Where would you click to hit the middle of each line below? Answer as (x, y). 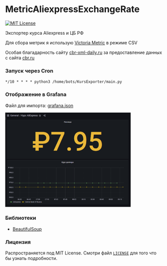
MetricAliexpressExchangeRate (72, 9)
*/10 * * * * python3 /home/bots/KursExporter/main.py (64, 82)
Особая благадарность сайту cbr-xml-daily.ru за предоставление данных (83, 52)
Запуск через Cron (29, 70)
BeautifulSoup (27, 229)
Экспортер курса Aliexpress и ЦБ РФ (44, 33)
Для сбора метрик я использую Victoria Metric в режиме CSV (71, 42)
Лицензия (18, 242)
